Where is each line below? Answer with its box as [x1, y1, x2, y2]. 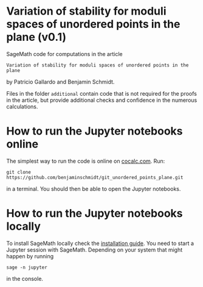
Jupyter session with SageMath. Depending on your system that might [6, 246, 183, 253]
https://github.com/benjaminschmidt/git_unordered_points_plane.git [6, 174, 184, 180]
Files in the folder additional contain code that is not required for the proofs [6, 90, 198, 97]
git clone [6, 169, 32, 175]
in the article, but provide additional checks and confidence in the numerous [6, 96, 198, 104]
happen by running [6, 252, 54, 260]
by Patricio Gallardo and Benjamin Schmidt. [6, 78, 115, 85]
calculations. [6, 102, 38, 110]
